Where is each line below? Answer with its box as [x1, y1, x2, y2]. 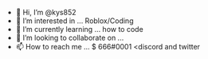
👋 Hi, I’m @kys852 [15, 8, 77, 17]
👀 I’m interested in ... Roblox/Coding [15, 16, 134, 26]
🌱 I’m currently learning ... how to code [15, 25, 143, 33]
